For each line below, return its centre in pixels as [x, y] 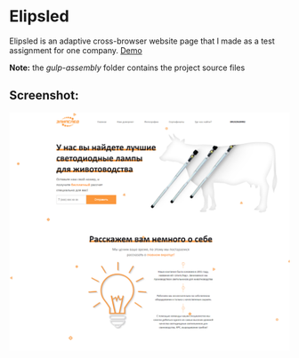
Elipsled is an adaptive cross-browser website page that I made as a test [142, 41]
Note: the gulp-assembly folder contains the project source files [127, 68]
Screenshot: [44, 95]
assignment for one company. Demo [76, 50]
